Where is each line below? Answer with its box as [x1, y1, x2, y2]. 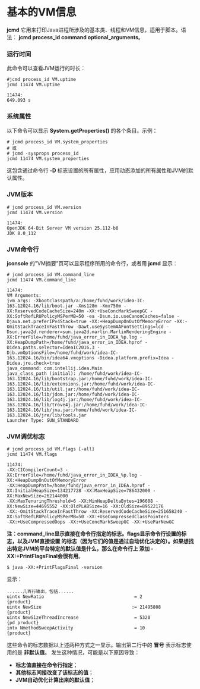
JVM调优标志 [7, 433, 45, 441]
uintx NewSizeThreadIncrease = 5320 [7, 615, 151, 621]
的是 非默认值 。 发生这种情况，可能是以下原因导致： [11, 649, 140, 656]
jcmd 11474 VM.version [7, 209, 63, 215]
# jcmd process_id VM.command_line [7, 272, 95, 278]
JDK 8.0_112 [7, 230, 36, 236]
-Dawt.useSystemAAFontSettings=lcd [75, 324, 164, 330]
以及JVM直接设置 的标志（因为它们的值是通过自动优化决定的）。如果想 [17, 538, 189, 545]
